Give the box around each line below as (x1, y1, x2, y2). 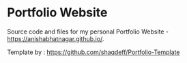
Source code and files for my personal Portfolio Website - (7, 27, 169, 36)
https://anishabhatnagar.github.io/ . (7, 34, 104, 42)
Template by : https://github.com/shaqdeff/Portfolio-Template (7, 48, 180, 56)
